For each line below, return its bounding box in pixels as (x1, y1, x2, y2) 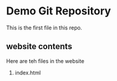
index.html (14, 69, 41, 76)
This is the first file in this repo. (6, 24, 82, 31)
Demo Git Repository (6, 4, 112, 18)
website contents (6, 41, 73, 52)
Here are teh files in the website (6, 57, 85, 64)
